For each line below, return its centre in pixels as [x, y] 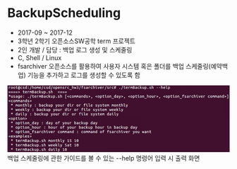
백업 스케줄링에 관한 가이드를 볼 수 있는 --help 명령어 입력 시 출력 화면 [104, 158]
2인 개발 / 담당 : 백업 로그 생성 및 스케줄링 [75, 49]
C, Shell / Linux [39, 57]
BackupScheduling [64, 13]
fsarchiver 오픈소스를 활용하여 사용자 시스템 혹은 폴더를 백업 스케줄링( [114, 66]
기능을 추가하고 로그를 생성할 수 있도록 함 [84, 75]
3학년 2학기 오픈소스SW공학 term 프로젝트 [77, 41]
